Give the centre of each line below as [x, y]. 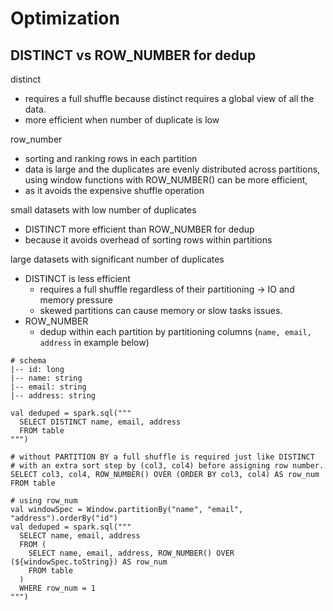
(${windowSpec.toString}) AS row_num [89, 562]
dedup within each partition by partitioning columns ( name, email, [175, 331]
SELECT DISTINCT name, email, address [100, 422]
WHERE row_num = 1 [58, 588]
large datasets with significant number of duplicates [117, 259]
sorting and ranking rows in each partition [111, 158]
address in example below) [94, 342]
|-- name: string [46, 378]
